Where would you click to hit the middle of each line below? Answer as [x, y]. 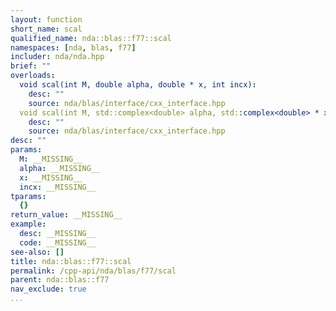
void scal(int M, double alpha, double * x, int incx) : [138, 85]
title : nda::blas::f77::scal [71, 261]
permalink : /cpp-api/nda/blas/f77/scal [93, 271]
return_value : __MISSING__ [66, 215]
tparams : [28, 196]
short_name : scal [46, 29]
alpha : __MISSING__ [60, 168]
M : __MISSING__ [51, 159]
